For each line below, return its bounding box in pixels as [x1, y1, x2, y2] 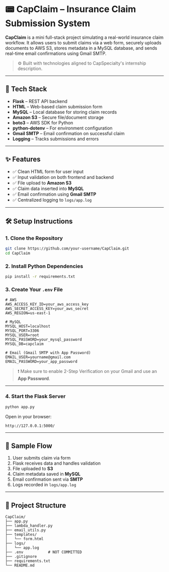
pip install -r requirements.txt [5, 274, 75, 279]
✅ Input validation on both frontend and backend [12, 174, 114, 180]
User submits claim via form [12, 455, 71, 461]
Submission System [5, 18, 91, 29]
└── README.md [5, 563, 35, 568]
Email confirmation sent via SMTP [12, 476, 83, 482]
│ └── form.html [5, 537, 44, 542]
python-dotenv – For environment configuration [12, 125, 113, 131]
